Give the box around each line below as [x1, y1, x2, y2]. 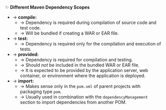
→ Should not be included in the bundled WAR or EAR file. [20, 62, 139, 68]
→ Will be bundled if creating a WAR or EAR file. [20, 30, 119, 36]
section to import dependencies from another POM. [20, 99, 127, 105]
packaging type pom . [20, 88, 62, 94]
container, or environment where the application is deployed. [20, 72, 146, 78]
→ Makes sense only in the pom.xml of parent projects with [20, 83, 141, 89]
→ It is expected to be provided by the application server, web [20, 67, 148, 73]
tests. [20, 46, 32, 52]
